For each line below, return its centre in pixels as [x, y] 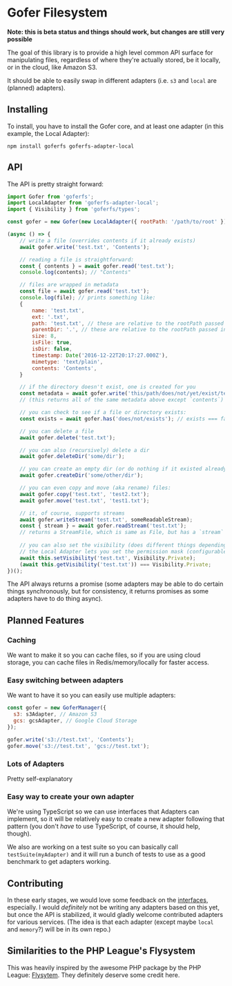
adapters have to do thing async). [55, 599]
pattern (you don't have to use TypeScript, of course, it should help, [104, 827]
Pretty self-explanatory [40, 778]
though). [19, 834]
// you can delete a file [57, 431]
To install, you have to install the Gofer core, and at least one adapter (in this [116, 126]
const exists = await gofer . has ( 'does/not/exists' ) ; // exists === [118, 419]
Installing [28, 109]
